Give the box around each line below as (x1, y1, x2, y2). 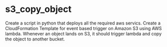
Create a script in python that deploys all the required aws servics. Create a (5, 20, 161, 26)
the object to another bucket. (5, 36, 65, 42)
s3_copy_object (5, 3, 71, 15)
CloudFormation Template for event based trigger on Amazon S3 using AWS (5, 25, 162, 31)
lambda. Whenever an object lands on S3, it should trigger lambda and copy (5, 30, 162, 36)
